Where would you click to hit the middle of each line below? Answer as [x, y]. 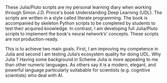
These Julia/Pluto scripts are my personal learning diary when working [78, 7]
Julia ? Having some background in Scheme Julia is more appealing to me [82, 59]
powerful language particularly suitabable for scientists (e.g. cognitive [78, 70]
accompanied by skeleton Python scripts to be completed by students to [80, 23]
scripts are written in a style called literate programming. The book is [76, 18]
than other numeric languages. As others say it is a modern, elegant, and [80, 65]
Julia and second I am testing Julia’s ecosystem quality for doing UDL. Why [83, 54]
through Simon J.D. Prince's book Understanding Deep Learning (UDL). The [84, 12]
